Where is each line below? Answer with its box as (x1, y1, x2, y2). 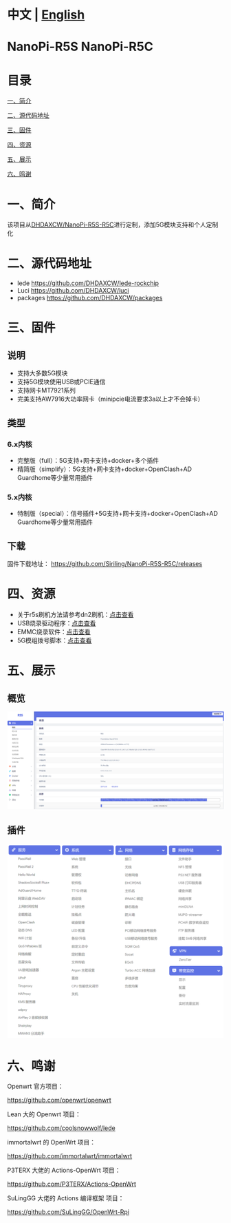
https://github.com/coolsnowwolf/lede (7, 1124, 115, 1132)
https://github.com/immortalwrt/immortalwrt (7, 1152, 133, 1160)
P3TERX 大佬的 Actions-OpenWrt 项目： (7, 1166, 121, 1175)
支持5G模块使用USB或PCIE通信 (16, 377, 106, 386)
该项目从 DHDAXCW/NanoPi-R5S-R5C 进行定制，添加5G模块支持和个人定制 (7, 220, 219, 229)
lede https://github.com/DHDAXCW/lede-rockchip (16, 279, 159, 287)
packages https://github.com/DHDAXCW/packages (16, 294, 163, 302)
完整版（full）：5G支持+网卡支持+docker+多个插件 (16, 456, 159, 464)
